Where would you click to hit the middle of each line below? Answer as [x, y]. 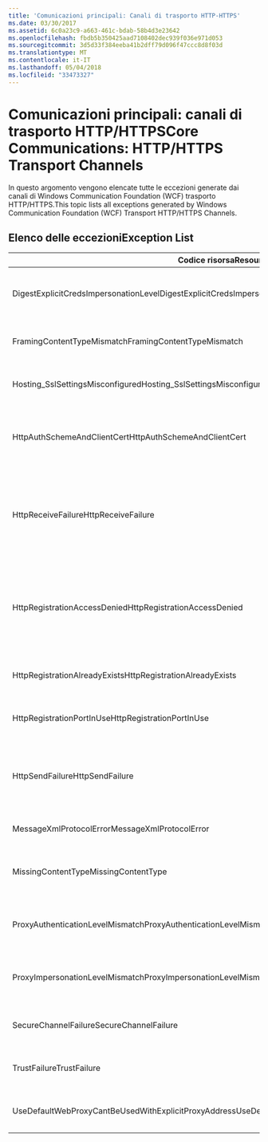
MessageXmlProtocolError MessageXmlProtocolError [111, 829]
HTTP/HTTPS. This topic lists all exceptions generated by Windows [118, 204]
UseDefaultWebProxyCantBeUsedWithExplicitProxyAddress [124, 1111]
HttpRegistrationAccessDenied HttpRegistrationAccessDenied [128, 608]
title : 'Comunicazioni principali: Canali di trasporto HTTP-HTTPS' [124, 16]
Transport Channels [76, 165]
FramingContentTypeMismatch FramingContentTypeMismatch [128, 341]
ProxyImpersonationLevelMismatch [79, 978]
